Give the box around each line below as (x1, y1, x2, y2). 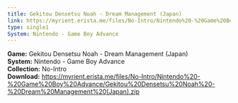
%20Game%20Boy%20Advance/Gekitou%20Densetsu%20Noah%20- (7, 80, 215, 89)
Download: (7, 72, 40, 81)
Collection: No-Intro (7, 65, 67, 73)
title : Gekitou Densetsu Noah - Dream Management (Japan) (7, 10, 182, 18)
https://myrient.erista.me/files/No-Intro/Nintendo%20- (41, 72, 200, 81)
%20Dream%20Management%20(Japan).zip (7, 87, 140, 96)
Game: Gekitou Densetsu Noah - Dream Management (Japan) (7, 50, 188, 58)
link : (7, 17, 23, 24)
